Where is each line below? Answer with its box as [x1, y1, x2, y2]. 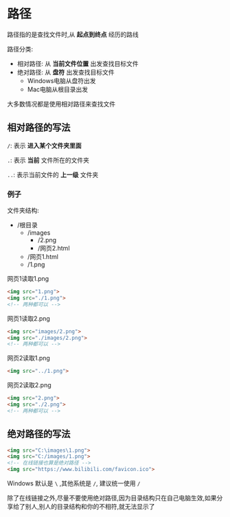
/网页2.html [37, 244, 70, 253]
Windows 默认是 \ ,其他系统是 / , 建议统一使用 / [7, 479, 141, 487]
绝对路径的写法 [7, 428, 71, 440]
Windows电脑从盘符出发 [27, 76, 96, 84]
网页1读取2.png [7, 314, 50, 323]
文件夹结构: [7, 207, 40, 215]
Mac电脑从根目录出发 [27, 85, 89, 93]
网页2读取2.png [7, 381, 51, 389]
